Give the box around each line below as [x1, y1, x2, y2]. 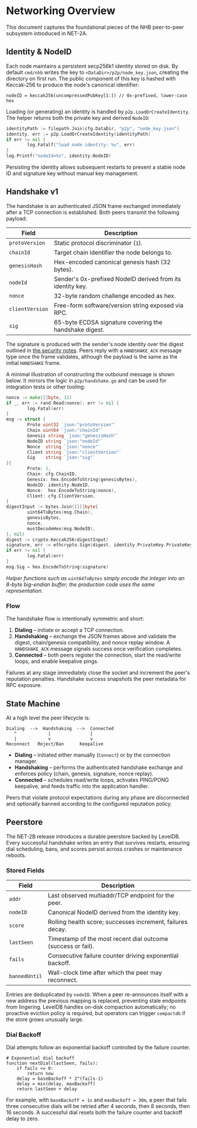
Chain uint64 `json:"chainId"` [27, 427, 104, 433]
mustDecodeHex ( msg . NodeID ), [27, 525, 96, 531]
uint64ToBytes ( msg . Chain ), [27, 510, 93, 516]
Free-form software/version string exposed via [53, 301, 184, 309]
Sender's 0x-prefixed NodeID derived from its [53, 275, 182, 283]
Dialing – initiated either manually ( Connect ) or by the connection [14, 751, 171, 758]
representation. [6, 587, 43, 594]
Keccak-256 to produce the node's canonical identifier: [6, 81, 140, 88]
